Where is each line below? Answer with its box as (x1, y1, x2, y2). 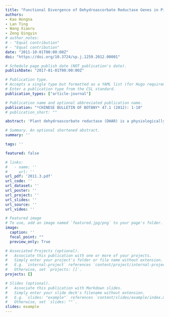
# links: (5, 160, 24, 165)
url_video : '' (5, 207, 35, 212)
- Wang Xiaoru (5, 26, 35, 31)
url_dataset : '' (5, 183, 39, 188)
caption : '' (10, 230, 35, 235)
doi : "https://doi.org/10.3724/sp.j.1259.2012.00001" (5, 54, 121, 59)
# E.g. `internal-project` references (5, 263, 92, 268)
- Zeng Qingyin (5, 31, 37, 36)
